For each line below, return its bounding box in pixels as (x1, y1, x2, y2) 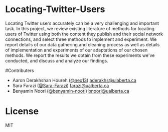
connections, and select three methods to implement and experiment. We (5, 36, 157, 42)
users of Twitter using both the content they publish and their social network (5, 31, 163, 37)
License (5, 106, 39, 117)
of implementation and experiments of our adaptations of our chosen (5, 47, 148, 53)
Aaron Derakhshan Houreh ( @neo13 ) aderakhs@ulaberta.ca (12, 77, 136, 83)
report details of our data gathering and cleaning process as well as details (5, 41, 160, 47)
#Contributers (5, 67, 34, 74)
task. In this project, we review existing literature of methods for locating (5, 25, 154, 31)
